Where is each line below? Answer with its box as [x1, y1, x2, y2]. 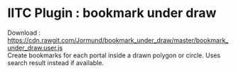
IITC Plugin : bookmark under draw [7, 5, 217, 21]
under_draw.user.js [7, 43, 63, 52]
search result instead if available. [7, 58, 104, 67]
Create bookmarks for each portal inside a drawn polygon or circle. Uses [7, 51, 221, 60]
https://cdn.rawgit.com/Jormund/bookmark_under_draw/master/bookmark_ [7, 35, 229, 44]
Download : [7, 28, 41, 37]
